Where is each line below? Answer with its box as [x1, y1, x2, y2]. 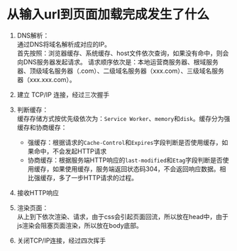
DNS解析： [16, 31, 50, 40]
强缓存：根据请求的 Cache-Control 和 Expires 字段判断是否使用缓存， [27, 138, 222, 146]
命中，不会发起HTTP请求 [33, 146, 107, 156]
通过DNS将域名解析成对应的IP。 [16, 40, 111, 48]
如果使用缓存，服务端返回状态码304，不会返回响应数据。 [52, 164, 221, 173]
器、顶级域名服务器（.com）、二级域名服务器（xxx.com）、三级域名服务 [16, 66, 225, 75]
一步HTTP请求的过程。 [71, 173, 138, 182]
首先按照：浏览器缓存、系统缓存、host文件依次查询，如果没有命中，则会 [16, 49, 229, 57]
